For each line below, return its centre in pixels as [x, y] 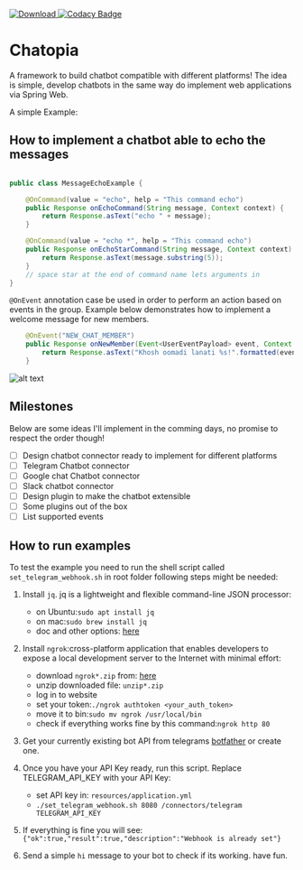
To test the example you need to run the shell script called [117, 567]
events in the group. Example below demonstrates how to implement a [140, 310]
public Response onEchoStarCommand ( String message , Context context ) [159, 249]
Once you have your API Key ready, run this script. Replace [132, 768]
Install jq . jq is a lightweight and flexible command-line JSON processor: [156, 594]
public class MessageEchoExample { [76, 183]
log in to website [66, 694]
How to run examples [70, 546]
